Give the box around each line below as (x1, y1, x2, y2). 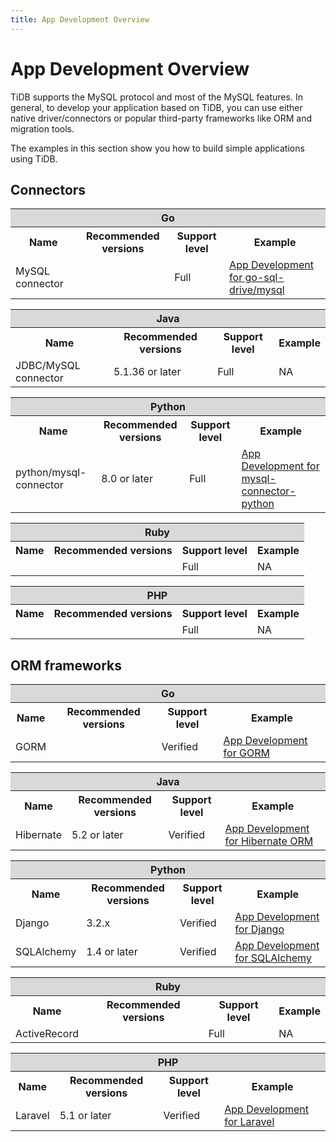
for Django (234, 922, 285, 936)
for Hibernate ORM (224, 834, 314, 848)
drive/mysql (229, 283, 285, 297)
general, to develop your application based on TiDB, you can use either (10, 101, 303, 113)
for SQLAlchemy (234, 951, 312, 965)
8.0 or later (101, 472, 153, 486)
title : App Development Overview (10, 14, 150, 25)
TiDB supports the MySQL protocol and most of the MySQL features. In (10, 91, 303, 103)
